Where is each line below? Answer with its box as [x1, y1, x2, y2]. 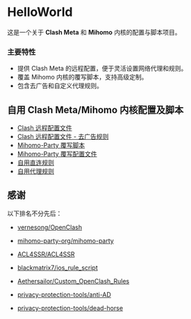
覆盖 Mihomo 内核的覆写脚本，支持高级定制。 [17, 73, 148, 81]
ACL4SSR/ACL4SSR [17, 250, 75, 258]
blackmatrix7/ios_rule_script [17, 263, 99, 272]
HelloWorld [7, 4, 73, 20]
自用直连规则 [17, 158, 54, 167]
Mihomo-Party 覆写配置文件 [17, 150, 97, 158]
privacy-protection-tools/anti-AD [17, 290, 111, 299]
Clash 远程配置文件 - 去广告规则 [17, 133, 109, 141]
